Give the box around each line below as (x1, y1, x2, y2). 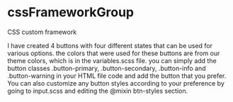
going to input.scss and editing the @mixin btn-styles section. (7, 86, 188, 95)
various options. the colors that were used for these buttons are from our (7, 49, 220, 57)
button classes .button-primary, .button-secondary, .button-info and (7, 64, 207, 72)
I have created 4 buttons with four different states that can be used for (7, 41, 213, 50)
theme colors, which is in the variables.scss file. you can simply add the (7, 56, 217, 64)
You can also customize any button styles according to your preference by (7, 79, 225, 87)
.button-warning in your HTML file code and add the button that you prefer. (7, 72, 227, 80)
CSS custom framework (7, 28, 77, 36)
